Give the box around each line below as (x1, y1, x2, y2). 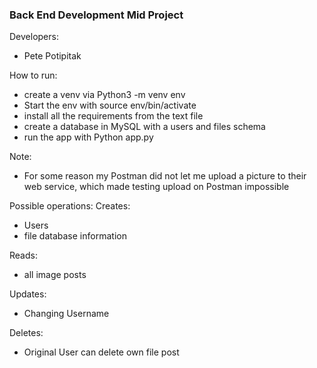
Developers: (9, 31, 59, 43)
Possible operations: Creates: (9, 200, 131, 212)
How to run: (9, 69, 58, 82)
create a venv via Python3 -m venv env (23, 89, 186, 101)
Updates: (9, 288, 47, 300)
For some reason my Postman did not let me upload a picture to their (23, 170, 307, 182)
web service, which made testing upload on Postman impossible (23, 181, 290, 193)
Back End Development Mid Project (9, 8, 184, 22)
